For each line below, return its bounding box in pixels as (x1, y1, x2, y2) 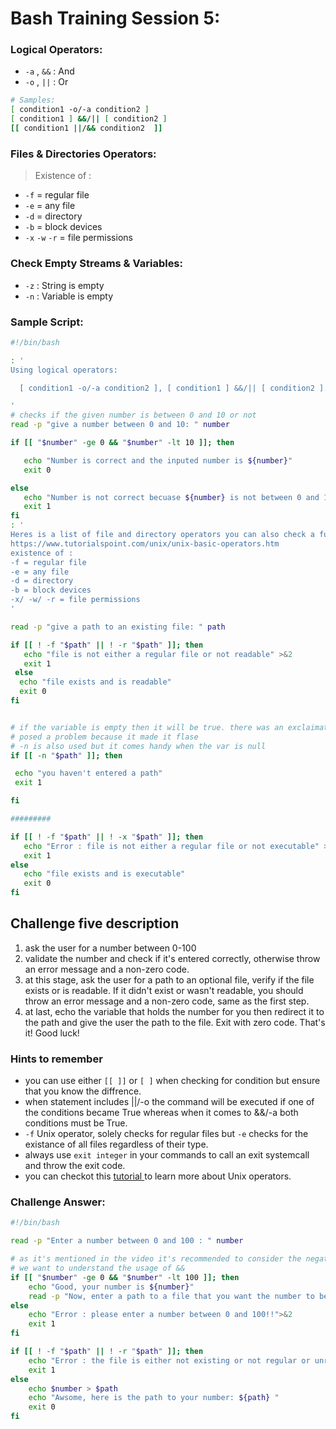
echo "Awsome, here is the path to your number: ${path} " (28, 1393, 280, 1403)
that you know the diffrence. (24, 1085, 142, 1097)
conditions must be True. (24, 1117, 128, 1129)
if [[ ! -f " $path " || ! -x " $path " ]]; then (10, 832, 204, 842)
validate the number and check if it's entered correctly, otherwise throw (24, 952, 321, 964)
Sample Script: (10, 315, 84, 329)
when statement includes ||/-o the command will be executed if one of (24, 1096, 315, 1108)
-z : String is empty (24, 279, 105, 291)
